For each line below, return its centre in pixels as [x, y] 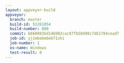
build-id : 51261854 [30, 24]
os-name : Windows [28, 48]
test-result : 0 [26, 52]
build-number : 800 [29, 29]
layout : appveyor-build [30, 10]
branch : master [26, 19]
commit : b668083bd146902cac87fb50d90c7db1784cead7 [65, 34]
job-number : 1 [25, 43]
